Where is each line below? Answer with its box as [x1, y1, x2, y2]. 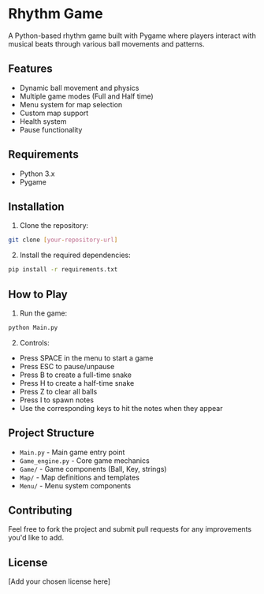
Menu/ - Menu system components [19, 480, 132, 490]
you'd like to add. [8, 533, 65, 543]
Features [8, 62, 53, 76]
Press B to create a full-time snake [19, 370, 132, 379]
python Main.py [8, 323, 58, 331]
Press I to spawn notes [19, 395, 95, 405]
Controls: [19, 338, 50, 347]
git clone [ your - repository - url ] [8, 236, 118, 245]
